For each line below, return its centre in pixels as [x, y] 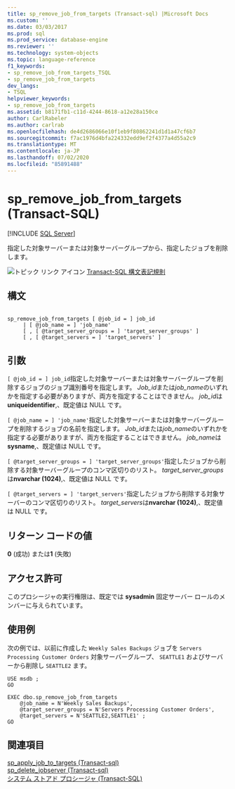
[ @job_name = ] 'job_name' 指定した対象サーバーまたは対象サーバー [106, 420]
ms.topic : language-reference [52, 60]
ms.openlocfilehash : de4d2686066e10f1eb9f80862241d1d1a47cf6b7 [102, 131]
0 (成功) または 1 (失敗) [39, 554]
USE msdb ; [23, 679]
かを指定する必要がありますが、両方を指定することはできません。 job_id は [115, 396]
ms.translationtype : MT [42, 145]
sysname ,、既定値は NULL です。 [56, 447]
